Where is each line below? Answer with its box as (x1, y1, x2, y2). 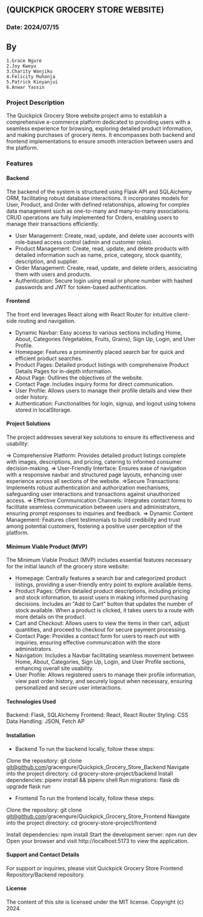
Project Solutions (6, 420, 51, 427)
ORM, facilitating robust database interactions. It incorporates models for (6, 194, 188, 202)
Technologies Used (6, 698, 56, 705)
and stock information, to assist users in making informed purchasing (15, 594, 188, 601)
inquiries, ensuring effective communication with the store (15, 639, 161, 646)
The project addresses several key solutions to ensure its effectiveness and (6, 433, 195, 441)
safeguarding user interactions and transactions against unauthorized (6, 490, 180, 498)
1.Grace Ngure (6, 58, 42, 64)
